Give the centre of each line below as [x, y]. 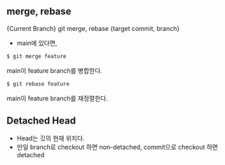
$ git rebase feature [38, 84]
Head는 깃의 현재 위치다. [50, 138]
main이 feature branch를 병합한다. [55, 70]
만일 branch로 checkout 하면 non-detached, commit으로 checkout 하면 [117, 147]
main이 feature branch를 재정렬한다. [57, 98]
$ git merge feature [37, 56]
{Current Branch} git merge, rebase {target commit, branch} [93, 28]
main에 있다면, [37, 43]
